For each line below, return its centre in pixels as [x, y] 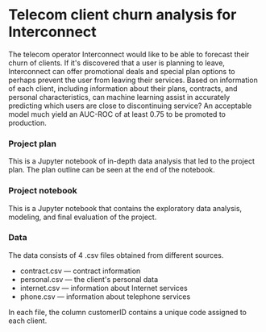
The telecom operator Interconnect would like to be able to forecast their [129, 54]
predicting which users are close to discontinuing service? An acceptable [130, 106]
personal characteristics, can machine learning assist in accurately [119, 97]
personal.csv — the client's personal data [89, 279]
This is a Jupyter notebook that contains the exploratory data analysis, [125, 208]
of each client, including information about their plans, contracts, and [123, 88]
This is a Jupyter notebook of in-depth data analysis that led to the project [132, 161]
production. [27, 122]
